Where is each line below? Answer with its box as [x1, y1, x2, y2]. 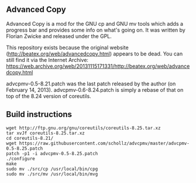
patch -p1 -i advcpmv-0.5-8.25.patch [6, 150, 98, 157]
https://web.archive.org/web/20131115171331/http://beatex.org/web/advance [6, 63, 190, 70]
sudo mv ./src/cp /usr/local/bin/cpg [6, 166, 98, 172]
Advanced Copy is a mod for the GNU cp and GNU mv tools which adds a [6, 20, 183, 27]
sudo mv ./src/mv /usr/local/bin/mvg [6, 171, 98, 177]
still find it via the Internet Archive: [6, 56, 89, 63]
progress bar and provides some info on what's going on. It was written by [6, 26, 185, 33]
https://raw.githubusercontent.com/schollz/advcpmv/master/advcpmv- [19, 140, 190, 146]
